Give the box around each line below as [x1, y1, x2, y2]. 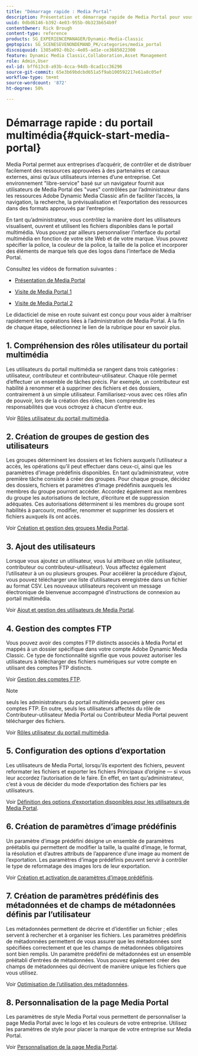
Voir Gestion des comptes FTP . [6, 676, 81, 683]
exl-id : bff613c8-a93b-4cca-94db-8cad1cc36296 [6, 63, 123, 70]
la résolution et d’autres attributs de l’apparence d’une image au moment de [6, 850, 190, 857]
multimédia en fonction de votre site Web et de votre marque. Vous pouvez [6, 234, 188, 242]
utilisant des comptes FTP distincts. [6, 664, 93, 672]
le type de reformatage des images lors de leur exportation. [6, 862, 151, 869]
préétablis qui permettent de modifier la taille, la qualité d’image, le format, [6, 843, 187, 850]
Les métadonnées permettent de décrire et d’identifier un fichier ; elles [6, 925, 178, 932]
